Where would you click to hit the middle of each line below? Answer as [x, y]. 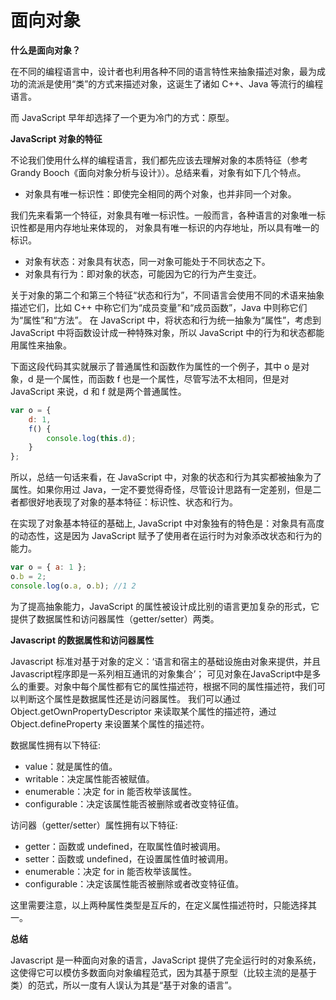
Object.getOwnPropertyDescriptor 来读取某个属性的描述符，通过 [143, 711]
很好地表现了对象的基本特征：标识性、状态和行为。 [132, 502]
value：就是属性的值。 [71, 766]
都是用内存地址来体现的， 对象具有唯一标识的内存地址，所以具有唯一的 [173, 227]
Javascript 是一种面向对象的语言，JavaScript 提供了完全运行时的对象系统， [166, 960]
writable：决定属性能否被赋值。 [89, 778]
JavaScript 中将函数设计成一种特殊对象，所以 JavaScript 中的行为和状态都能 [167, 332]
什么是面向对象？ [45, 50]
